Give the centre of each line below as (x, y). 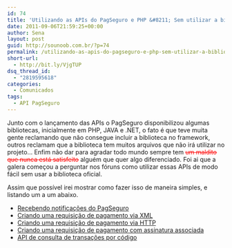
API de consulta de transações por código (77, 237)
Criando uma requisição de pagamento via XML (85, 215)
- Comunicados (33, 90)
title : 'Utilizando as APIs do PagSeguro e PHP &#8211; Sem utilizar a (112, 20)
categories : (24, 84)
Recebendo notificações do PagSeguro (73, 208)
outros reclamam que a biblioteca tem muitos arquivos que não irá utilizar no (116, 145)
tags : (15, 97)
